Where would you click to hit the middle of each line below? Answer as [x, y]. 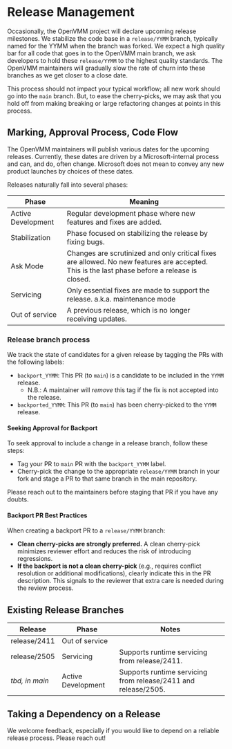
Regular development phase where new [131, 213]
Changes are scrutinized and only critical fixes [142, 253]
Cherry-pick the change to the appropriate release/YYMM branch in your [118, 472]
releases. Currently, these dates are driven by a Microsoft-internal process [113, 156]
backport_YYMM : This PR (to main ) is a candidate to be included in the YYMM [120, 376]
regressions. [35, 559]
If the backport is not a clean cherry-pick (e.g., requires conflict [109, 566]
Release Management [71, 12]
